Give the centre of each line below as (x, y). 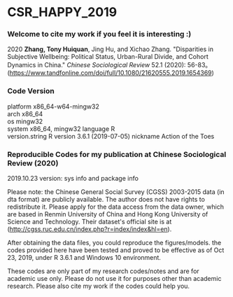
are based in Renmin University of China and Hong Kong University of (108, 214)
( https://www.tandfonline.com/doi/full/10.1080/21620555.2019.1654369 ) (111, 73)
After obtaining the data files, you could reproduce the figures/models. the (114, 243)
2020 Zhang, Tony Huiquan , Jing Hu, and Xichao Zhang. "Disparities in (110, 49)
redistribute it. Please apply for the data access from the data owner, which (115, 207)
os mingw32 (25, 121)
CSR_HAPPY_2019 (62, 12)
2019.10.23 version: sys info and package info (73, 179)
